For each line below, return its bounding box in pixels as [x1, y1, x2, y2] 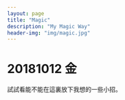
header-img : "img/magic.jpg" [7, 29, 91, 37]
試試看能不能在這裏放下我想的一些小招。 [7, 86, 122, 94]
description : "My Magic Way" [7, 23, 91, 30]
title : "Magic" [7, 17, 51, 23]
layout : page [7, 10, 45, 17]
